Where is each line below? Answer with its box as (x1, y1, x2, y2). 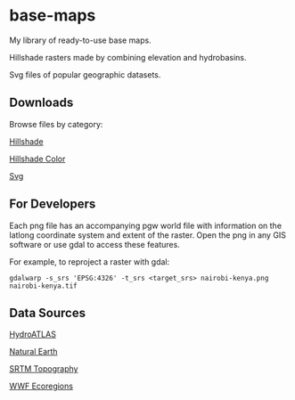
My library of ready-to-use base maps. (9, 35, 152, 45)
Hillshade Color (9, 153, 66, 164)
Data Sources (9, 305, 86, 321)
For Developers (9, 197, 96, 212)
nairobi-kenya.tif (9, 282, 78, 290)
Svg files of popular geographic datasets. (9, 69, 161, 80)
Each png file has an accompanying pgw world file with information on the (9, 220, 283, 231)
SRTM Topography (9, 363, 78, 374)
